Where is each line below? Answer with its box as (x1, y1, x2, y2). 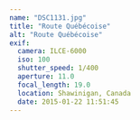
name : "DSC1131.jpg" (9, 13, 88, 23)
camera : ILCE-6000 (17, 47, 88, 56)
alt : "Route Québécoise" (9, 30, 103, 39)
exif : (9, 38, 30, 48)
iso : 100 (17, 55, 51, 64)
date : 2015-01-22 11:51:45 (17, 97, 119, 106)
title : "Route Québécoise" (9, 22, 111, 31)
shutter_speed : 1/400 (17, 64, 99, 73)
